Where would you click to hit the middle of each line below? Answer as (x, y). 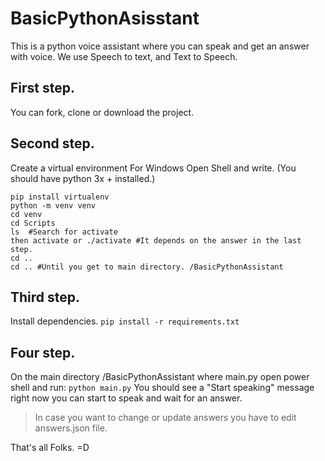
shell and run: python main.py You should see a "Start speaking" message (162, 388)
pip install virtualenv (60, 197)
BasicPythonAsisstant (105, 18)
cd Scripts (33, 223)
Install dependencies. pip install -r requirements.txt (125, 321)
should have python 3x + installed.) (83, 178)
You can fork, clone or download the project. (102, 112)
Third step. (45, 297)
